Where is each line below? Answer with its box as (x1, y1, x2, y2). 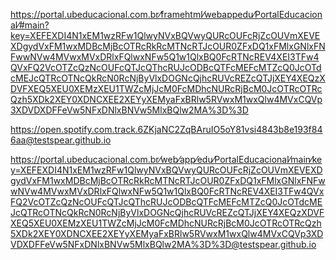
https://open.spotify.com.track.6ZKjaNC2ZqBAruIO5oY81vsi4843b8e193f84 (10, 124, 323, 135)
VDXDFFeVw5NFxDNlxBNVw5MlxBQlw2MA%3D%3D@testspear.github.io (10, 239, 317, 250)
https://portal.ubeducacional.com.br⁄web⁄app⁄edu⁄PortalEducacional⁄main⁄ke (10, 154, 323, 165)
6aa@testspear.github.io (10, 134, 112, 146)
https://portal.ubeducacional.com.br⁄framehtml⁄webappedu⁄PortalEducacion (10, 9, 323, 20)
